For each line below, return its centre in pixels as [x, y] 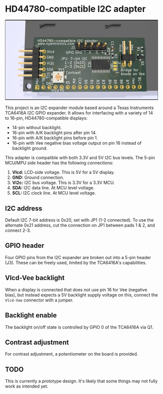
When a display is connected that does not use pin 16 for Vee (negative [76, 290]
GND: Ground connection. [38, 178]
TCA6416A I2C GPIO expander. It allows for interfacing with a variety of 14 [79, 113]
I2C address [24, 208]
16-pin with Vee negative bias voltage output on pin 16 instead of [77, 143]
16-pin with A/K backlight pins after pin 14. [54, 133]
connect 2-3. [18, 230]
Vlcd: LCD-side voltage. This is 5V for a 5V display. [63, 172]
